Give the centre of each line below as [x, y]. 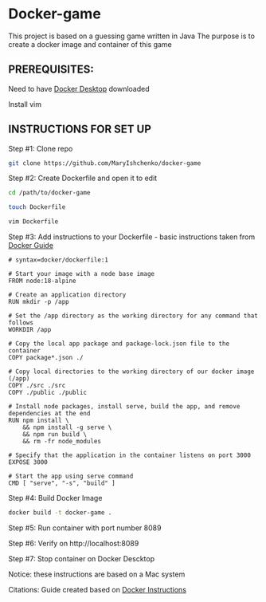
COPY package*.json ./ [46, 358]
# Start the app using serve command [71, 476]
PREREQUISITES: [51, 70]
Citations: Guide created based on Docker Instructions [98, 589]
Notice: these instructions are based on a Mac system [97, 574]
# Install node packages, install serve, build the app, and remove [124, 407]
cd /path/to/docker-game [49, 193]
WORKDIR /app [30, 330]
